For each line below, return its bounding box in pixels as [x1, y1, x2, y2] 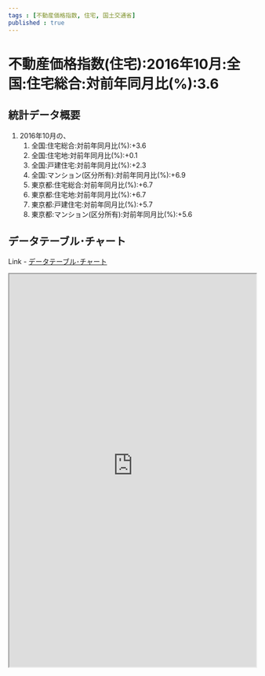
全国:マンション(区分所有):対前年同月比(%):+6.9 [31, 170, 186, 179]
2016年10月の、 [19, 130, 71, 140]
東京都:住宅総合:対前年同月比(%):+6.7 [31, 180, 153, 189]
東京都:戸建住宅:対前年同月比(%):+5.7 [31, 200, 153, 209]
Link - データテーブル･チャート [8, 257, 107, 266]
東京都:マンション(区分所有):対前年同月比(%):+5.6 [31, 209, 193, 219]
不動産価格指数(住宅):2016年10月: [8, 55, 227, 73]
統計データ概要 [8, 108, 81, 122]
